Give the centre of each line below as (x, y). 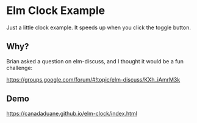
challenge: (20, 68)
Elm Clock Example (56, 11)
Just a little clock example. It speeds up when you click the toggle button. (99, 27)
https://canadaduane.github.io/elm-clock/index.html (72, 113)
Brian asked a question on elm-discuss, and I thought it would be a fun (95, 61)
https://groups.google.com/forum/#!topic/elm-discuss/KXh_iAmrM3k (93, 79)
